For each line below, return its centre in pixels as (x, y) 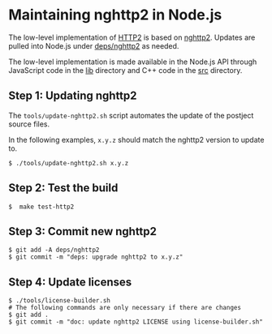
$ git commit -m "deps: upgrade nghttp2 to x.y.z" (96, 257)
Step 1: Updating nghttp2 (73, 96)
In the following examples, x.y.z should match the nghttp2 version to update (136, 139)
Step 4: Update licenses (70, 282)
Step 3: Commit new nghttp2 (82, 231)
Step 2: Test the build (63, 188)
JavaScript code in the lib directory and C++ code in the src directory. (125, 70)
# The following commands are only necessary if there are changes (125, 308)
